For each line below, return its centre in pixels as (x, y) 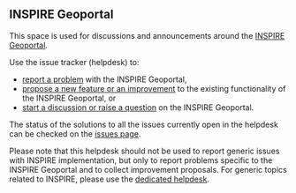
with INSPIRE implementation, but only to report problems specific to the (141, 160)
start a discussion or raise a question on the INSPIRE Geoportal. (138, 107)
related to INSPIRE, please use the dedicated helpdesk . (110, 179)
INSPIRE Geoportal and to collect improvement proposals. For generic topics (148, 169)
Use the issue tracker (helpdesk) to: (74, 62)
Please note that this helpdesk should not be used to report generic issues (144, 151)
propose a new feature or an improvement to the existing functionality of (154, 88)
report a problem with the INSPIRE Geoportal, (104, 79)
